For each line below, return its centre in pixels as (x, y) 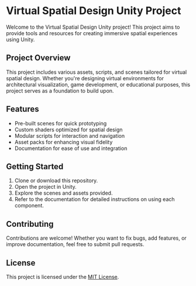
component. (29, 206)
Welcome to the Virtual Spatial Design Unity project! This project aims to (93, 27)
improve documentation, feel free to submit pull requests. (75, 244)
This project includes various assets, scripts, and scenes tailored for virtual (97, 72)
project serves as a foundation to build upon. (60, 91)
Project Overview (38, 58)
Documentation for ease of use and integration (71, 148)
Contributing (30, 224)
